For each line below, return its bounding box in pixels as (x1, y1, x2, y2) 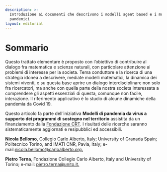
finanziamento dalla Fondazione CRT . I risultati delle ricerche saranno (5, 121, 148, 127)
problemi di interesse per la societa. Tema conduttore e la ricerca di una (5, 69, 153, 75)
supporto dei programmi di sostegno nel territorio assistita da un (5, 116, 141, 122)
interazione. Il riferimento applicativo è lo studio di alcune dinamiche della (5, 96, 156, 102)
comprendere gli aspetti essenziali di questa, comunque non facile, (5, 90, 143, 97)
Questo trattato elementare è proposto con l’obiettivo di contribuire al (5, 59, 147, 65)
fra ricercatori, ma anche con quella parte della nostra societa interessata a (5, 85, 159, 91)
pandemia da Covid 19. (5, 101, 52, 107)
